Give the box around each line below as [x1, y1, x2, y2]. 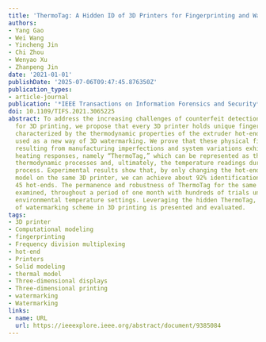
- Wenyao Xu [8, 56, 47, 64]
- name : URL [8, 314, 47, 322]
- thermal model [8, 270, 62, 278]
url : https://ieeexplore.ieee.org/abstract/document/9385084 [15, 321, 222, 329]
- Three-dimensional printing [8, 285, 108, 293]
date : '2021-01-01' [8, 71, 73, 79]
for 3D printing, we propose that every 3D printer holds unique [15, 122, 236, 130]
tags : [8, 211, 26, 219]
